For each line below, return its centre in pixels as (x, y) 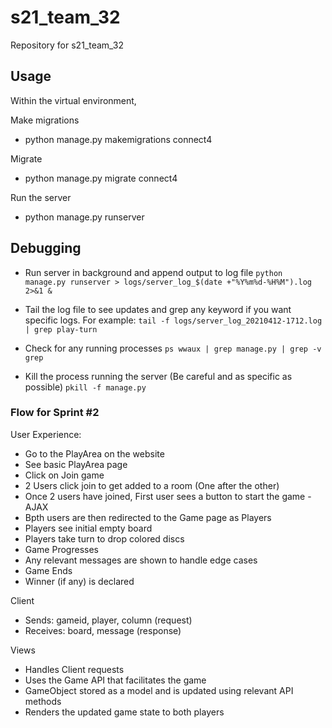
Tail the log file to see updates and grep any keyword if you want (158, 309)
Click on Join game (64, 475)
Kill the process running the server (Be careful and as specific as (158, 376)
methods (43, 701)
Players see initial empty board (88, 528)
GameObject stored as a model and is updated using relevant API (159, 690)
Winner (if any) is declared (79, 581)
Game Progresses (61, 549)
